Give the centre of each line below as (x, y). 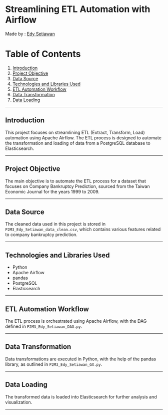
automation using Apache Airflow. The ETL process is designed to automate (83, 138)
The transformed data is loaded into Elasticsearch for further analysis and (81, 396)
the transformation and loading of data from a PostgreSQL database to (78, 143)
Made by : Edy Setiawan (30, 34)
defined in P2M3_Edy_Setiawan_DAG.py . (44, 326)
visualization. (19, 402)
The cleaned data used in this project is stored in (55, 224)
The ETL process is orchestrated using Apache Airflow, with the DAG (76, 321)
